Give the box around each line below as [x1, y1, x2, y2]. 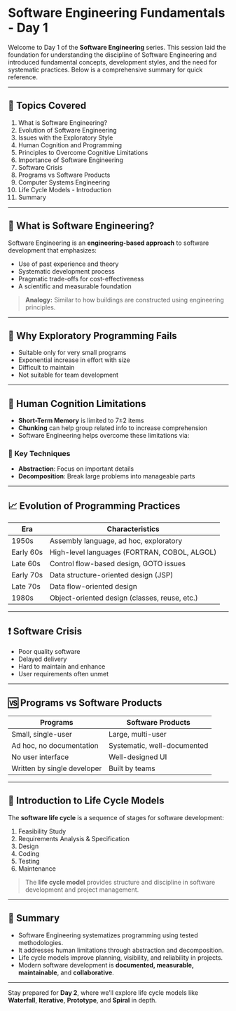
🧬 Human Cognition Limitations [8, 398, 146, 410]
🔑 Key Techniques [8, 449, 71, 459]
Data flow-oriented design [49, 582, 137, 591]
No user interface [11, 752, 69, 762]
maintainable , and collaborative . [18, 968, 114, 977]
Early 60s [11, 547, 43, 557]
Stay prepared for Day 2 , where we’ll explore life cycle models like [8, 988, 199, 997]
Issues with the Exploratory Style [18, 133, 113, 142]
